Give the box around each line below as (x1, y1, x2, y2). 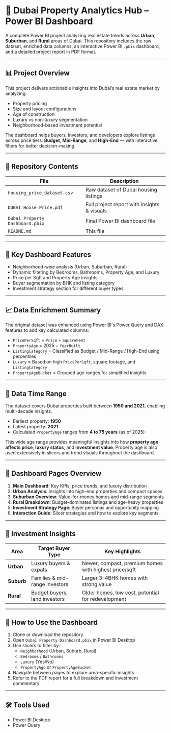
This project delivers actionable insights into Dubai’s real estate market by (5, 85, 160, 91)
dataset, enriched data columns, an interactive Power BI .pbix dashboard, (5, 43, 160, 49)
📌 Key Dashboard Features (5, 250, 92, 259)
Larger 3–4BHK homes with (82, 574, 148, 581)
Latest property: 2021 (12, 424, 59, 429)
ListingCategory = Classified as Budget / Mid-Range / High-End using (12, 348, 160, 354)
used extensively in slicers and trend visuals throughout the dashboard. (5, 450, 155, 456)
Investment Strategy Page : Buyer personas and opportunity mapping (12, 504, 159, 510)
